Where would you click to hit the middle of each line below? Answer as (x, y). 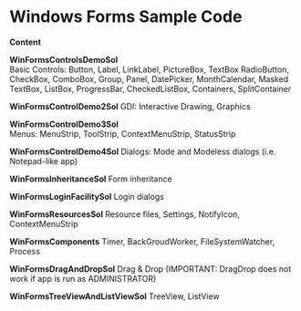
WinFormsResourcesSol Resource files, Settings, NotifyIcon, (125, 214)
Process (25, 251)
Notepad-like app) (44, 161)
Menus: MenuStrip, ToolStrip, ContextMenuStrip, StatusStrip (123, 133)
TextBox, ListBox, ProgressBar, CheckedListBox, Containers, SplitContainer (150, 88)
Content (25, 42)
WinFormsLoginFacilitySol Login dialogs (87, 196)
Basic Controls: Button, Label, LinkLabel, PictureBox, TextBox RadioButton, (150, 69)
